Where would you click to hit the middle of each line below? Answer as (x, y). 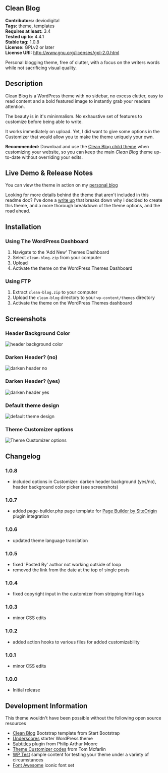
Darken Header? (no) (32, 358)
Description (24, 83)
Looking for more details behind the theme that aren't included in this (77, 195)
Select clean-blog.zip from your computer (57, 258)
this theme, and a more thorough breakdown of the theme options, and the (83, 206)
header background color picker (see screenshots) (65, 487)
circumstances (28, 760)
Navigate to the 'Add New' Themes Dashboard (61, 252)
